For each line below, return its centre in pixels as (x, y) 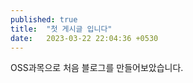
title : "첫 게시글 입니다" (61, 29)
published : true (44, 19)
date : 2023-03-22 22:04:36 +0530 (84, 38)
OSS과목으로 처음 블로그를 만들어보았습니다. (97, 68)
